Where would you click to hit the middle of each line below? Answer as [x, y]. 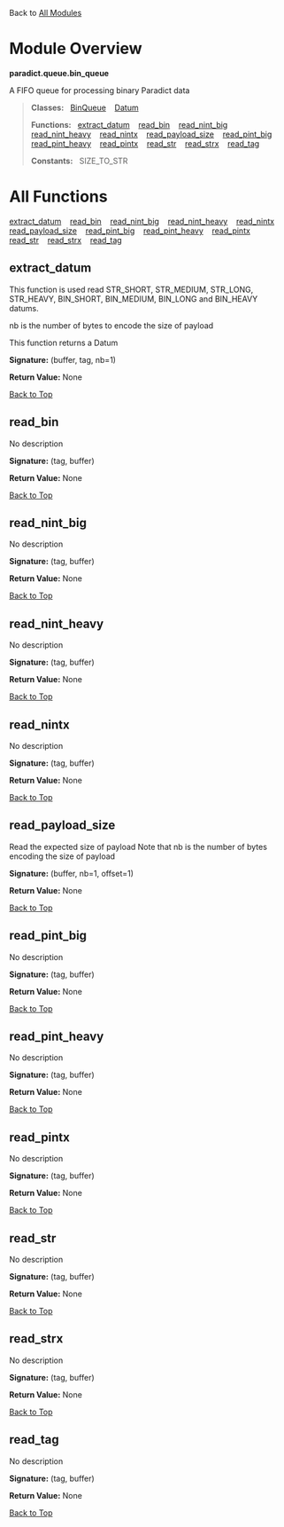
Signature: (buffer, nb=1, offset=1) [72, 873]
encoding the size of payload [62, 856]
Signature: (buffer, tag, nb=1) [63, 359]
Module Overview [76, 49]
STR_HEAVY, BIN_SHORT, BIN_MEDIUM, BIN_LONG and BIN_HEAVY [134, 299]
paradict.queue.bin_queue [59, 73]
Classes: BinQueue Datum [84, 107]
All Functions [58, 197]
